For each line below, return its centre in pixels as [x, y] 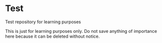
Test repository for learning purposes [43, 22]
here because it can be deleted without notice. [52, 36]
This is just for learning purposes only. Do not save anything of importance [81, 31]
